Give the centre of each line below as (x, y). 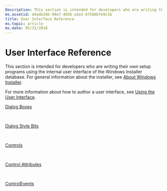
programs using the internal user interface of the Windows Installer (74, 72)
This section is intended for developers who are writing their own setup (78, 66)
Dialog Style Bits (22, 126)
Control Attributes (23, 165)
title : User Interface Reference (40, 19)
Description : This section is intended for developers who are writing (81, 10)
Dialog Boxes (19, 107)
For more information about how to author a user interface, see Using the (80, 92)
